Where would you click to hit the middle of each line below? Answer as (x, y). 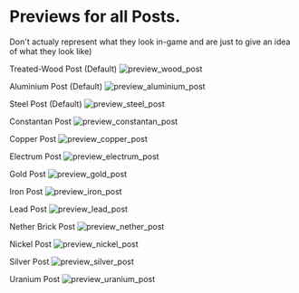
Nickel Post (31, 244)
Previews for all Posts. (95, 17)
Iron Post (26, 191)
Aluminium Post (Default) (56, 86)
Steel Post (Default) (46, 104)
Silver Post (29, 261)
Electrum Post (35, 156)
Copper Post (33, 138)
